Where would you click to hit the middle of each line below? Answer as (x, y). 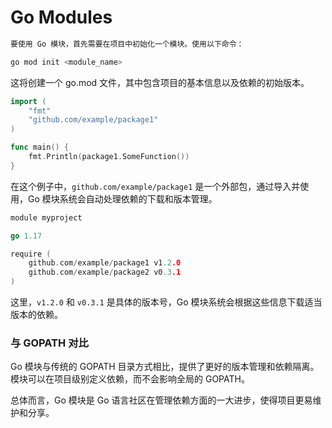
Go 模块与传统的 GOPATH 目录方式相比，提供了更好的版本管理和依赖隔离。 (165, 367)
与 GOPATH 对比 (49, 343)
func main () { (40, 147)
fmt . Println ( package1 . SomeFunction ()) (109, 157)
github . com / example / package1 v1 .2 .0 (105, 263)
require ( (31, 254)
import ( (28, 101)
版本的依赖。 (36, 315)
